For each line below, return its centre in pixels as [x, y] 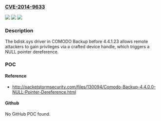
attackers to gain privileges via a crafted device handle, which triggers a [77, 46]
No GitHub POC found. [28, 114]
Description [19, 31]
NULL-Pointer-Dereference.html [44, 92]
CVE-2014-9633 [25, 7]
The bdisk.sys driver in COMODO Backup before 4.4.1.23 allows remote [77, 41]
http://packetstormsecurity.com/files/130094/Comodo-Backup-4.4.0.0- [84, 87]
